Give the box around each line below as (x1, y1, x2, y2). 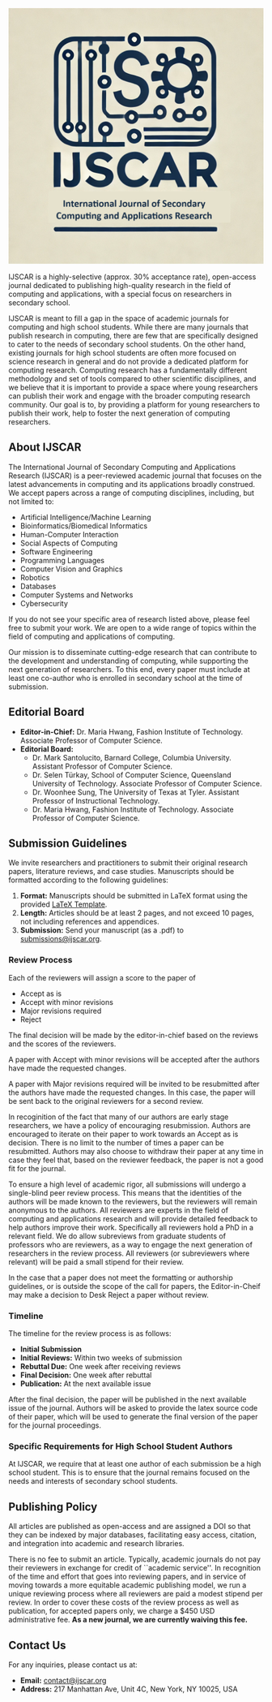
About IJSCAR (8, 441, 82, 455)
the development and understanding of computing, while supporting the (8, 656, 249, 666)
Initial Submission (19, 1344, 83, 1355)
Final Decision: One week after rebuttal (19, 1370, 152, 1380)
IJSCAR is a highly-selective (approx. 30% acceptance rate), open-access (8, 272, 257, 282)
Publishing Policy (8, 1500, 98, 1514)
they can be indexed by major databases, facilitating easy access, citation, (8, 1530, 257, 1540)
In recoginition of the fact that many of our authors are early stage (8, 1112, 229, 1122)
